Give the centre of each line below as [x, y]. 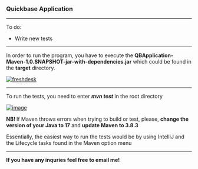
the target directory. [31, 68]
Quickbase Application [39, 9]
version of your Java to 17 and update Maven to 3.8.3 [72, 125]
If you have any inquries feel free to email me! [63, 160]
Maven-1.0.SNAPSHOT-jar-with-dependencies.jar [69, 62]
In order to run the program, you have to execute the [70, 55]
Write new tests [34, 39]
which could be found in [162, 62]
